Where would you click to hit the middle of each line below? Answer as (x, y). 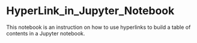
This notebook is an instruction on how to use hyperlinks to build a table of (98, 27)
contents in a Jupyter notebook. (46, 33)
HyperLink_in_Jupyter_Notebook (90, 11)
